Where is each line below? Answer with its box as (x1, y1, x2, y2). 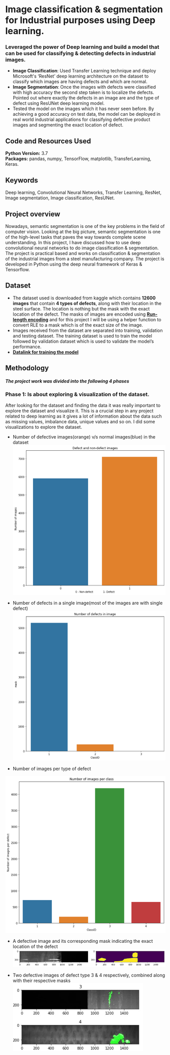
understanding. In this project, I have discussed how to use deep (5, 239, 141, 245)
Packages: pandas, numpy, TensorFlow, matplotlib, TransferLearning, (5, 156, 152, 162)
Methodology (5, 364, 49, 373)
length (12, 316, 27, 322)
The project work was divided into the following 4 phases (5, 378, 130, 384)
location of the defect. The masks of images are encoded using (12, 311, 146, 317)
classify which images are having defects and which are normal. (12, 79, 148, 85)
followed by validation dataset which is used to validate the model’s (12, 338, 154, 344)
